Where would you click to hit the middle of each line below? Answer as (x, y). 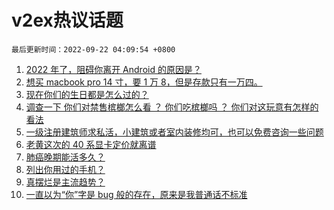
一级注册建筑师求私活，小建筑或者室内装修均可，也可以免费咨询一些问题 (174, 132)
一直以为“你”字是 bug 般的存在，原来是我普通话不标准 (136, 194)
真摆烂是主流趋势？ (65, 182)
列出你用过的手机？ (65, 169)
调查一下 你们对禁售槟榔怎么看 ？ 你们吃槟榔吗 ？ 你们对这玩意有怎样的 (172, 107)
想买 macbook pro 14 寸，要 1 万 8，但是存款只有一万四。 (144, 82)
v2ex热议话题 (67, 20)
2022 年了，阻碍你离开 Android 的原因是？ (113, 69)
